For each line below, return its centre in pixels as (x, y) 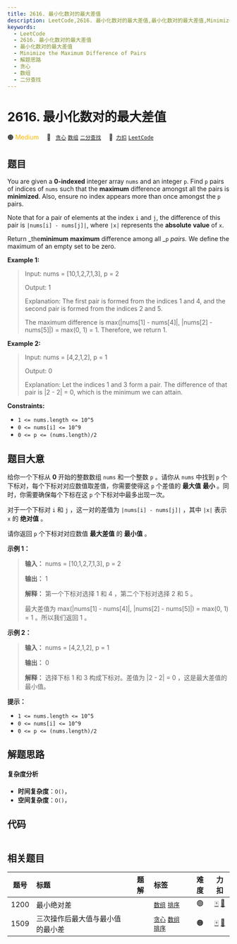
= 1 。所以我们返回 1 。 (57, 617)
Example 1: (24, 260)
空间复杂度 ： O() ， (44, 800)
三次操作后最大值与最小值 (79, 919)
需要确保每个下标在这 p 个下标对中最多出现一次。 (97, 494)
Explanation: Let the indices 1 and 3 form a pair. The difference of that (126, 385)
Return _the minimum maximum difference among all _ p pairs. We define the (118, 239)
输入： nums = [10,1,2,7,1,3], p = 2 (73, 564)
